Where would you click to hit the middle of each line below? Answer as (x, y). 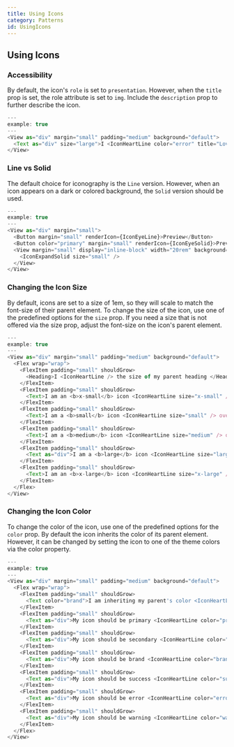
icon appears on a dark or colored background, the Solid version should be (116, 191)
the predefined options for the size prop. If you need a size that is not (107, 317)
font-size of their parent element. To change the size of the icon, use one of (116, 310)
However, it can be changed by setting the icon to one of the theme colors (114, 542)
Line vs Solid (29, 168)
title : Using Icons (36, 14)
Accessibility (30, 75)
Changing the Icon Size (47, 287)
